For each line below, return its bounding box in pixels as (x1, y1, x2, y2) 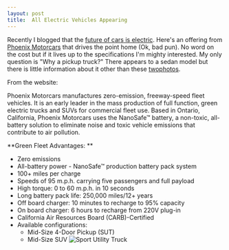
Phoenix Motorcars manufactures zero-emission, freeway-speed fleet (7, 91, 205, 100)
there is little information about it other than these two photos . (7, 65, 181, 73)
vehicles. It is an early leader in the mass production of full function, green (7, 98, 218, 107)
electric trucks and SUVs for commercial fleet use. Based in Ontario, (7, 106, 201, 114)
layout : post (7, 10, 45, 17)
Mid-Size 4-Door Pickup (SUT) (27, 228, 115, 236)
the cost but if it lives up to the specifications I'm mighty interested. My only (7, 50, 222, 59)
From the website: (7, 78, 58, 86)
